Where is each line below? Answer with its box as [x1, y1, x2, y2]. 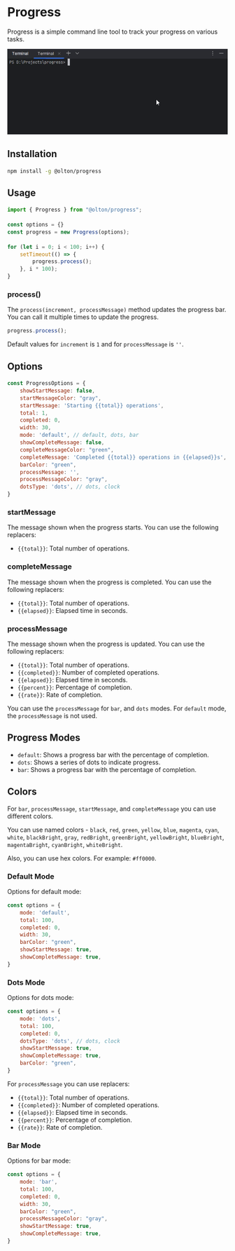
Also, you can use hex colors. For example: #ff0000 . [7, 853, 157, 863]
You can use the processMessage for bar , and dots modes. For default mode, [7, 704, 227, 712]
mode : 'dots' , [20, 1015, 61, 1022]
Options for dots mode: [7, 994, 74, 1002]
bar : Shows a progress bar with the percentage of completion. [17, 765, 197, 773]
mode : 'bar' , [20, 1179, 58, 1186]
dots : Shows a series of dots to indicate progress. [17, 758, 161, 766]
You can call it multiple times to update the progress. [7, 313, 159, 321]
